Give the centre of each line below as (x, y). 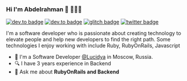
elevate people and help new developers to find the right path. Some (88, 40)
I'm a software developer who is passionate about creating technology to (94, 33)
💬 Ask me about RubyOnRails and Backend (67, 72)
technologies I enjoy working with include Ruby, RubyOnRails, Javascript (93, 45)
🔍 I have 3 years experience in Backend (63, 64)
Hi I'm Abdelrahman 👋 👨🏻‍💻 (44, 9)
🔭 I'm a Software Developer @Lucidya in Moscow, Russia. (84, 57)
